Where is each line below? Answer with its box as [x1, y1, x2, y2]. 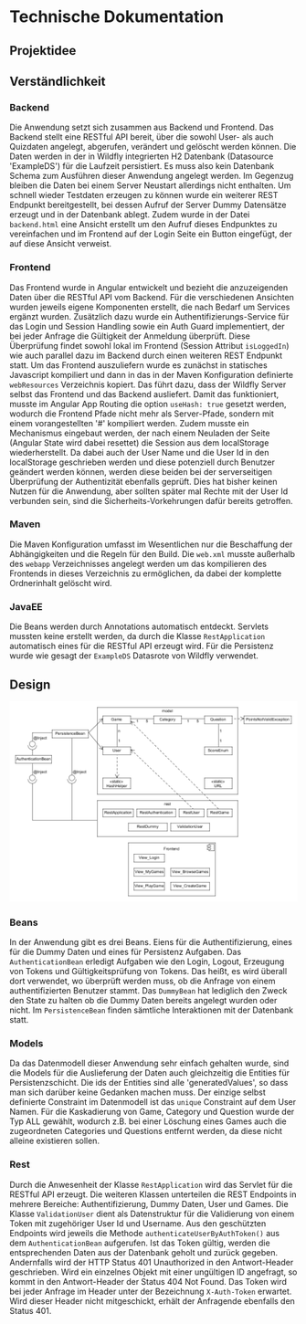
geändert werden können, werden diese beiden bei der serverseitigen [9, 466, 272, 477]
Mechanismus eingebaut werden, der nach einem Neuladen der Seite [9, 427, 270, 438]
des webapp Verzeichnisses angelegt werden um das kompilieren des [9, 558, 268, 569]
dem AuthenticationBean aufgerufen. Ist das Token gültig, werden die [9, 1237, 271, 1248]
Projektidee [9, 43, 77, 58]
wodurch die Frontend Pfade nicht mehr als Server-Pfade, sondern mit [9, 408, 274, 419]
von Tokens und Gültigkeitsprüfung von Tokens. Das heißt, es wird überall [9, 966, 288, 977]
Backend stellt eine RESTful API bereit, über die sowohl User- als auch [9, 131, 274, 142]
